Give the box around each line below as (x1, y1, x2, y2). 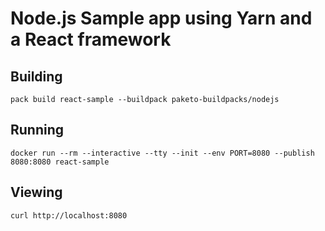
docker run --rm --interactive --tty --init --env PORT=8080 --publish (10, 148, 315, 158)
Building (10, 68, 63, 85)
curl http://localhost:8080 (10, 210, 128, 221)
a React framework (10, 28, 172, 51)
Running (10, 122, 65, 139)
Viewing (10, 184, 63, 201)
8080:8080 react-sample (10, 157, 110, 167)
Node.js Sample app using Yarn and (10, 7, 313, 30)
